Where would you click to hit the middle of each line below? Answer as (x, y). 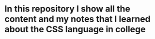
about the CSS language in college (75, 29)
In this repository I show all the (67, 9)
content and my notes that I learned (77, 19)
